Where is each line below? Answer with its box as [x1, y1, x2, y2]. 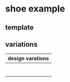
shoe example [5, 3, 65, 15]
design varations [8, 55, 49, 62]
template [5, 23, 34, 32]
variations [5, 40, 38, 48]
